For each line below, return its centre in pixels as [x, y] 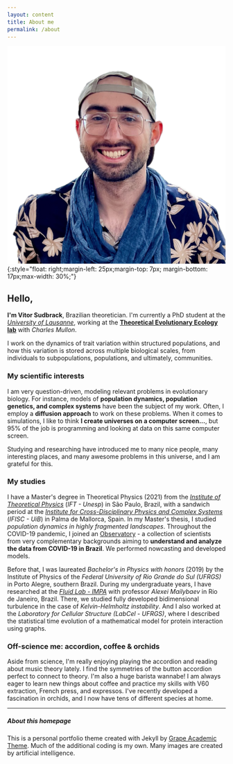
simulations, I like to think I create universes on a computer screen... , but [113, 421]
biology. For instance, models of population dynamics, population [102, 399]
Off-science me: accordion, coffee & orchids [84, 646]
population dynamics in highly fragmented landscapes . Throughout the [109, 526]
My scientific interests [46, 376]
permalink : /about [34, 29]
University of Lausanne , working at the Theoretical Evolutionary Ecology [113, 322]
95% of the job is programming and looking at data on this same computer [113, 428]
